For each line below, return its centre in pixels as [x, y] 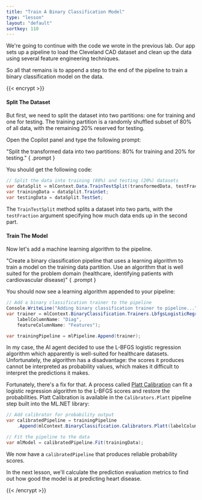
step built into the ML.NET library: [48, 404]
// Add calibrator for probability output [60, 415]
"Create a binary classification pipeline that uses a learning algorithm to [95, 261]
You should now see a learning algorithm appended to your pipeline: [91, 292]
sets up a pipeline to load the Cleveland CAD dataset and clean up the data [99, 52]
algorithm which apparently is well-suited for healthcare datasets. [87, 354]
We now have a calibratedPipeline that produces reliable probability [92, 454]
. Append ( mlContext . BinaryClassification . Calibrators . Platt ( [94, 426]
